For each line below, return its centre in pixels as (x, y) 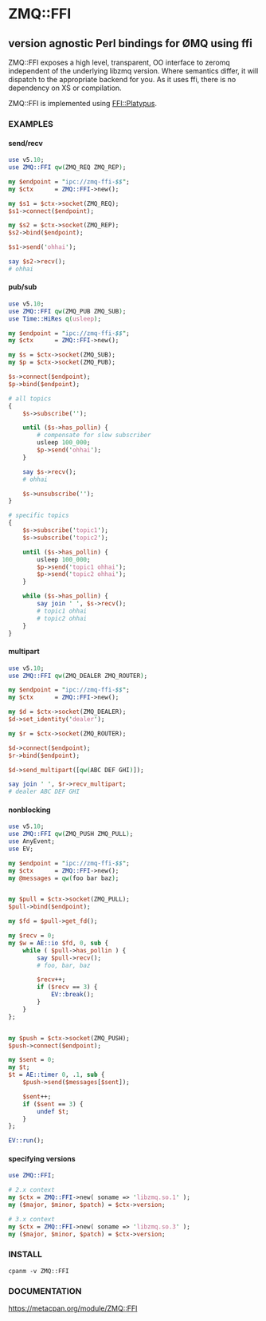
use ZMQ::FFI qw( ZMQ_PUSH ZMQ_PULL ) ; (71, 834)
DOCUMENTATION (45, 1291)
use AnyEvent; (32, 842)
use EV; (21, 849)
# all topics (30, 398)
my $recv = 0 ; (32, 936)
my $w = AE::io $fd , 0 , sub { (59, 943)
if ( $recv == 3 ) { (67, 987)
